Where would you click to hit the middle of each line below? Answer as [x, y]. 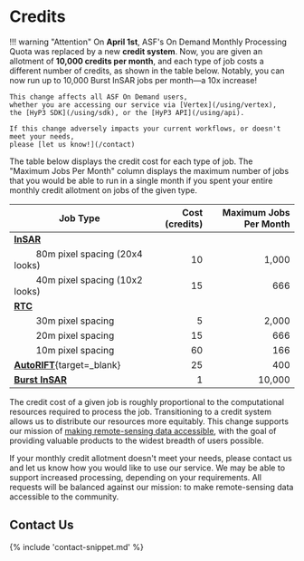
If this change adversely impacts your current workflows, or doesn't [145, 129]
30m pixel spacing [75, 321]
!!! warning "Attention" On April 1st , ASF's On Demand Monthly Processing [148, 42]
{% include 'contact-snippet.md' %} [77, 546]
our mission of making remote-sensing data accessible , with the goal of [143, 430]
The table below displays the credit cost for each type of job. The [131, 161]
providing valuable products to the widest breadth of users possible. [137, 440]
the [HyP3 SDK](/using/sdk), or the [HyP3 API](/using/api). [127, 112]
